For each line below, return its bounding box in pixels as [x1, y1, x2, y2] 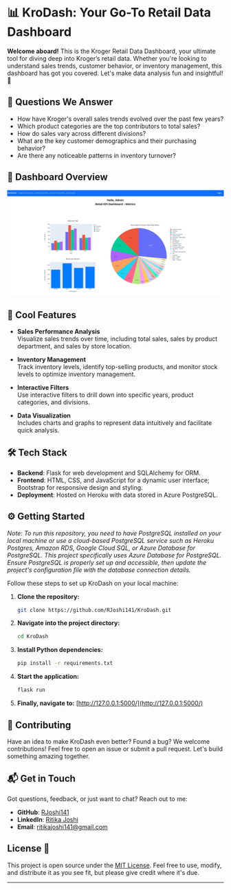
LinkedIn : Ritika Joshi [16, 815, 79, 824]
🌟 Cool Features [7, 309, 77, 321]
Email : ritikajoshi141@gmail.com [16, 822, 108, 831]
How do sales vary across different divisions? [16, 129, 146, 137]
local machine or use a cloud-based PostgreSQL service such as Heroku [7, 536, 214, 544]
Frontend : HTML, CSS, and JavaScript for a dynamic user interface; [16, 476, 210, 484]
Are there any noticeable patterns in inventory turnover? [16, 151, 177, 159]
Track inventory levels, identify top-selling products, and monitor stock [16, 362, 218, 370]
